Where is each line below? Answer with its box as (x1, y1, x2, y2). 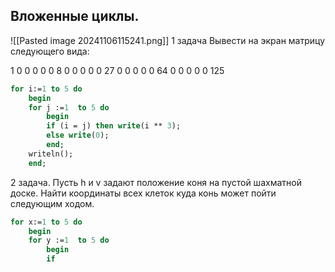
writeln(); (28, 149, 74, 159)
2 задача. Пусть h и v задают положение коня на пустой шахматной (10, 176, 302, 188)
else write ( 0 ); (46, 130, 110, 141)
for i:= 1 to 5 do (10, 84, 83, 94)
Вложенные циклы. (10, 8, 140, 25)
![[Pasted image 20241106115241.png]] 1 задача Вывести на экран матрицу (10, 34, 325, 46)
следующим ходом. (10, 197, 95, 209)
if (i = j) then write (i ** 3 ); (46, 121, 182, 131)
